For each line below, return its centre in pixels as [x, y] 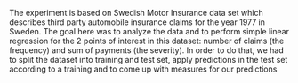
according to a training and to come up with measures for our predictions [143, 69]
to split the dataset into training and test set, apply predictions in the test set [149, 60]
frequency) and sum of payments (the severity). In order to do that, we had [147, 50]
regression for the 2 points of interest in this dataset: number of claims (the [147, 41]
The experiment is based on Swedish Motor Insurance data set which [137, 13]
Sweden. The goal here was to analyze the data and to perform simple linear [149, 31]
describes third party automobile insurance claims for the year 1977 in [137, 22]
